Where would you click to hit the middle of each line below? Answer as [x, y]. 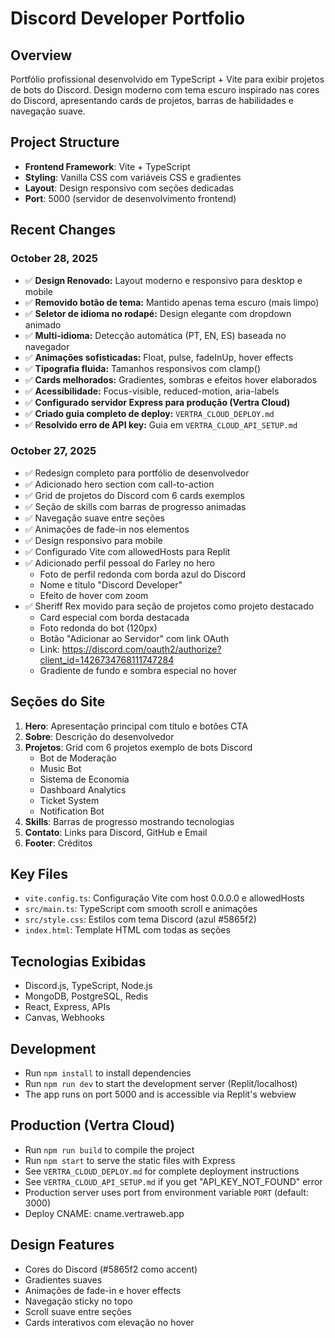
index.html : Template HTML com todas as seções [127, 930]
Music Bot [60, 768]
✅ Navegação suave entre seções [94, 518]
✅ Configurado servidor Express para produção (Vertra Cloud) [157, 402]
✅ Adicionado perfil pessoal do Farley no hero [120, 563]
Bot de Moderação [78, 758]
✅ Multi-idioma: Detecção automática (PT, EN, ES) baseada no [155, 335]
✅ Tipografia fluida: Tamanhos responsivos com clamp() [143, 368]
